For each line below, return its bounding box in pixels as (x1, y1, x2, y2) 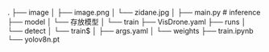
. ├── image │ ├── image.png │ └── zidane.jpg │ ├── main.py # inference (7, 8, 261, 17)
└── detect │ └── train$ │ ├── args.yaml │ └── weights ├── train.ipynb (7, 26, 255, 35)
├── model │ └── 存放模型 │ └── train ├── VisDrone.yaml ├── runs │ (7, 17, 246, 26)
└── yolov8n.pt (7, 34, 60, 44)
